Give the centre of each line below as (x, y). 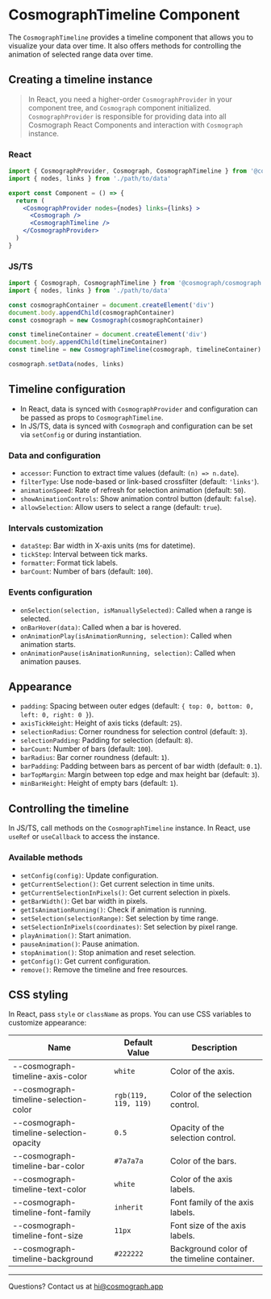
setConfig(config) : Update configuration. (89, 875)
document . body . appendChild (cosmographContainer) (92, 312)
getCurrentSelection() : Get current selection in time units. (117, 883)
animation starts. (48, 644)
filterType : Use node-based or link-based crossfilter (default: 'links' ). (140, 482)
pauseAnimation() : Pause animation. (79, 944)
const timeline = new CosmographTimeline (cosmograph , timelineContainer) (135, 350)
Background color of (209, 1249)
